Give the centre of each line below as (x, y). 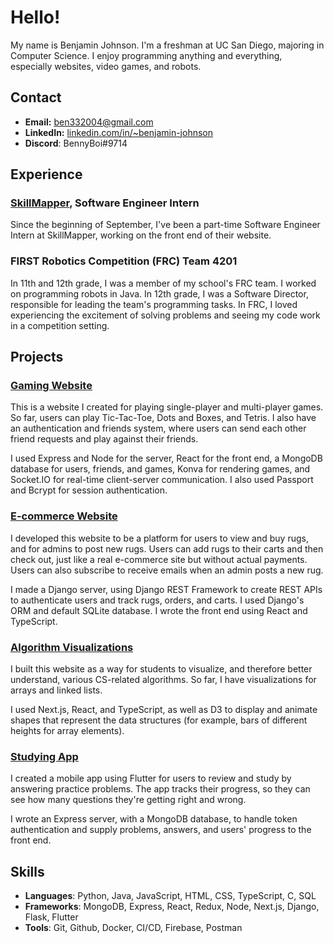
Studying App (44, 756)
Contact (36, 97)
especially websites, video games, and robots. (106, 66)
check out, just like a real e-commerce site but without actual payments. (159, 559)
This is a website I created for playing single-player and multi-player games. (167, 407)
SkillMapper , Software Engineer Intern (105, 203)
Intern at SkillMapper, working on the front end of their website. (141, 235)
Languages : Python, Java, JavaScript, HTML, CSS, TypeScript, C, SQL (170, 896)
